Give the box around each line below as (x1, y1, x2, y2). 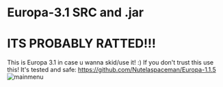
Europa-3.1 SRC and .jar (7, 5, 144, 20)
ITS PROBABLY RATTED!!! (7, 36, 156, 52)
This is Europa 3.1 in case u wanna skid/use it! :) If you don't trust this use (7, 58, 214, 67)
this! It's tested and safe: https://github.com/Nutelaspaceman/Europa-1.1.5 (7, 66, 217, 74)
